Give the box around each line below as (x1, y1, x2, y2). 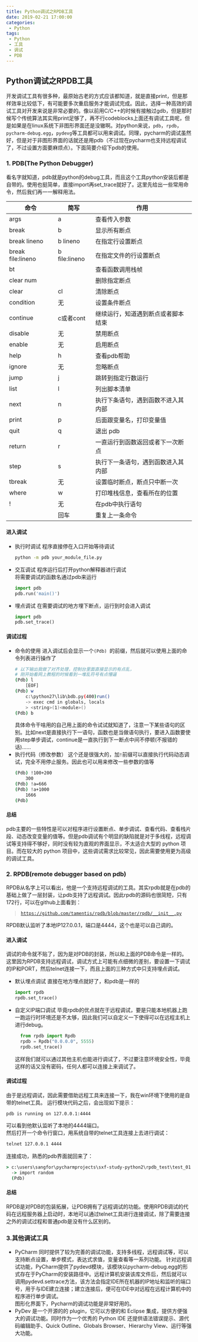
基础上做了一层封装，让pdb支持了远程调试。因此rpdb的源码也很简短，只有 (6, 892, 187, 899)
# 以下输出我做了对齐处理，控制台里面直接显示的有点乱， (14, 666, 134, 672)
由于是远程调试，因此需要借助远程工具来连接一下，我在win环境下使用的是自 (6, 1091, 190, 1098)
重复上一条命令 (95, 511, 137, 519)
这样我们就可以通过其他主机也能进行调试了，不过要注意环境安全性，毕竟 (14, 1055, 190, 1062)
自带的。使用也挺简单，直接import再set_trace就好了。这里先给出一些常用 (6, 181, 184, 188)
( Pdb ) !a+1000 (14, 787, 49, 793)
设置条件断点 (95, 299, 131, 307)
